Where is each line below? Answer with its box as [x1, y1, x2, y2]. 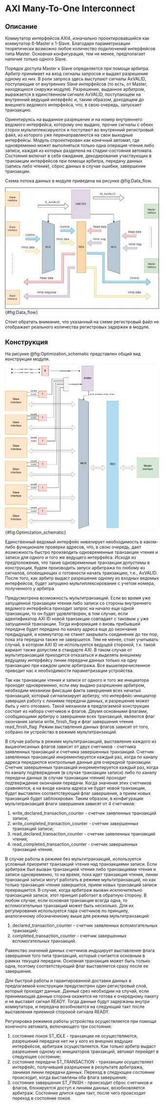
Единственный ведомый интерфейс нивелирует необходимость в [5, 539, 143, 544]
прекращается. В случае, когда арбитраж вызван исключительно [5, 887, 143, 893]
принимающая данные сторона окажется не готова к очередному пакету [5, 993, 159, 999]
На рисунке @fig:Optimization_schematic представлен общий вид [5, 351, 141, 357]
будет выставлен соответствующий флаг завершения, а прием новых [5, 790, 151, 796]
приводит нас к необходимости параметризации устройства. [5, 668, 134, 673]
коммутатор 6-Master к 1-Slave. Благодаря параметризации [5, 41, 130, 46]
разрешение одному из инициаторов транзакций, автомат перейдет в [12, 1048, 159, 1054]
